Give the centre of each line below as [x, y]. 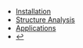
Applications [36, 28]
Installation [33, 11]
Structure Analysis [45, 20]
